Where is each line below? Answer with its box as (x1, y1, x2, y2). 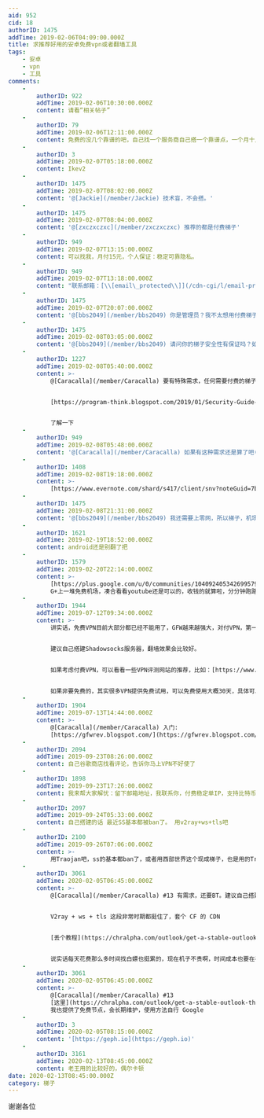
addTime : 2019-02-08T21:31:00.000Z (36, 506, 153, 515)
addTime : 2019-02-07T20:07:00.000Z (36, 303, 153, 311)
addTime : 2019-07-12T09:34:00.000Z (36, 609, 153, 617)
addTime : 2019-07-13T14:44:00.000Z (36, 709, 153, 717)
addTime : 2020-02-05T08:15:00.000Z (36, 1028, 153, 1036)
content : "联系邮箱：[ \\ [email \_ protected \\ (36, 282, 178, 290)
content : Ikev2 (36, 165, 86, 173)
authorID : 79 (36, 121, 79, 129)
